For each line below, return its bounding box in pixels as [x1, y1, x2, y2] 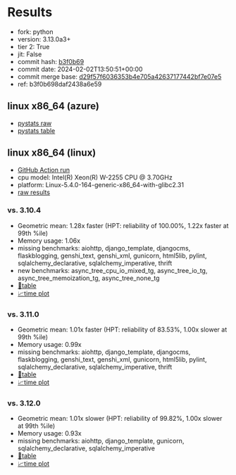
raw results [17, 188, 51, 196]
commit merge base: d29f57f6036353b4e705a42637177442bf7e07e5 [17, 72, 222, 81]
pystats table [17, 126, 56, 134]
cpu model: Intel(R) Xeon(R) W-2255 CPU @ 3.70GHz [17, 173, 173, 182]
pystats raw [17, 119, 52, 127]
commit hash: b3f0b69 [17, 57, 85, 65]
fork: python [17, 27, 54, 36]
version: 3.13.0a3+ [17, 34, 71, 43]
